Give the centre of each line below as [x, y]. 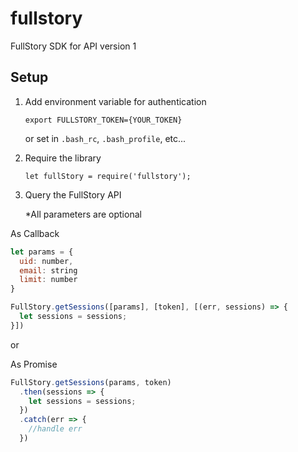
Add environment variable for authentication [115, 101]
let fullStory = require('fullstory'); [108, 176]
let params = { [42, 252]
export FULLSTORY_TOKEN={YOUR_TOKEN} [103, 120]
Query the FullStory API [73, 194]
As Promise [34, 364]
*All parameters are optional [83, 214]
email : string [48, 270]
